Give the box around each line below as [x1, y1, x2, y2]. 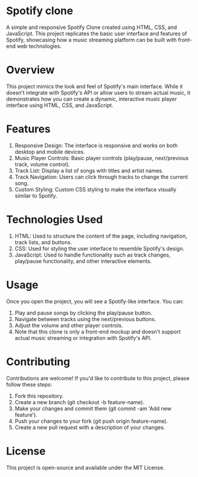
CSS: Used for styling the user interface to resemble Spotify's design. [14, 245, 184, 252]
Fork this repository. [14, 392, 64, 400]
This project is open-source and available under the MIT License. [6, 464, 165, 471]
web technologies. [17, 43, 62, 50]
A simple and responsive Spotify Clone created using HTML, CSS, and [6, 24, 177, 31]
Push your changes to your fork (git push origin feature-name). [14, 417, 168, 424]
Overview [6, 63, 55, 77]
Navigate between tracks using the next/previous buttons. [14, 315, 157, 323]
